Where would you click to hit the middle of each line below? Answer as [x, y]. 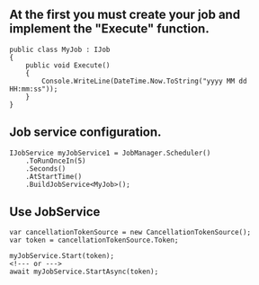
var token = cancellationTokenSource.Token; [94, 240]
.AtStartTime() [54, 176]
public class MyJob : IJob [60, 49]
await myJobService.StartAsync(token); [84, 272]
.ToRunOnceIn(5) [56, 161]
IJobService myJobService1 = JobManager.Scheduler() [110, 153]
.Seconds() [46, 169]
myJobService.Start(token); [62, 256]
